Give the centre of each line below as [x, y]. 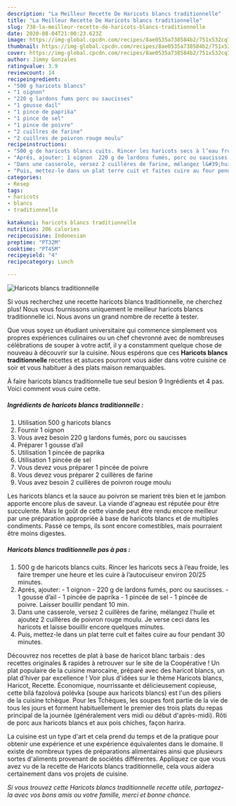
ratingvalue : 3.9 [33, 66]
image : [17, 40]
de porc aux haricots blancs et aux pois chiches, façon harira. [97, 722]
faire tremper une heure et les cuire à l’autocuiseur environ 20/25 [112, 575]
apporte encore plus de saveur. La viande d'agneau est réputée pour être [113, 503]
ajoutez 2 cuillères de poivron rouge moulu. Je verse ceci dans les [113, 619]
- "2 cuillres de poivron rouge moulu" [66, 138]
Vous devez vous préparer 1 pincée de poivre [83, 467]
